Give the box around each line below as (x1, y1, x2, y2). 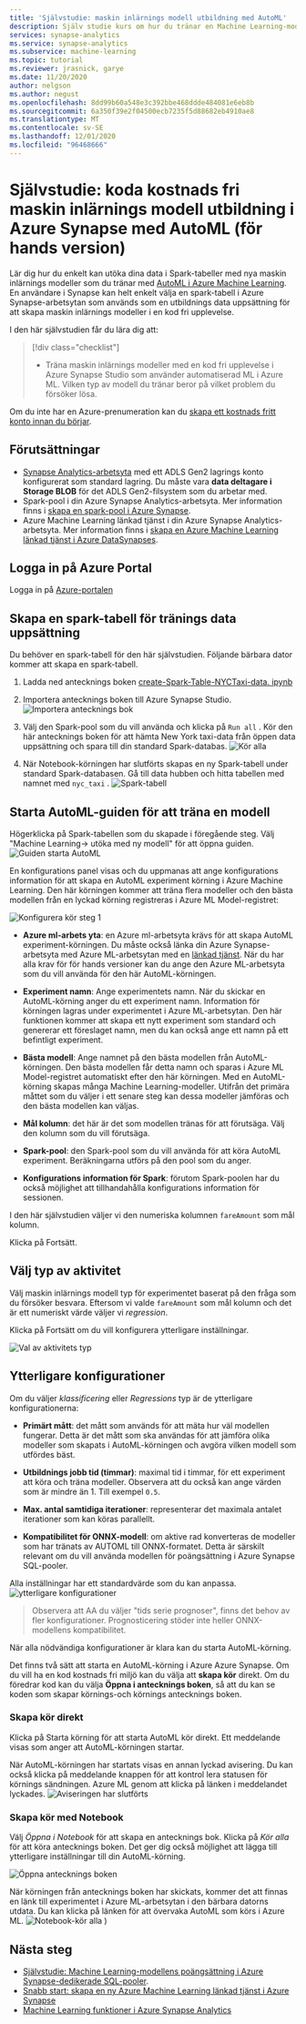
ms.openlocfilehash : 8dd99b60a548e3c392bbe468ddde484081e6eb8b (9, 97, 255, 107)
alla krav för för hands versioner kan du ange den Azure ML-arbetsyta (22, 958, 285, 970)
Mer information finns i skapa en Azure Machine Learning (63, 524, 280, 535)
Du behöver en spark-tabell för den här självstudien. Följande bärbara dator (9, 649, 293, 660)
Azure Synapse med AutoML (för (9, 218, 263, 239)
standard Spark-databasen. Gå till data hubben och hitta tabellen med (22, 768, 285, 779)
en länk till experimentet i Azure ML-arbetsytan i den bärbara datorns (9, 1896, 269, 1907)
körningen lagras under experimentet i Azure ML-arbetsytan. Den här (22, 1005, 282, 1016)
